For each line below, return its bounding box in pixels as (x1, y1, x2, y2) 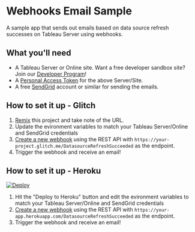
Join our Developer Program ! (14, 70, 87, 78)
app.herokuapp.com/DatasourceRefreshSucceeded (14, 213, 134, 220)
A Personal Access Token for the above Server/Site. (14, 76, 143, 84)
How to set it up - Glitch (6, 100, 96, 111)
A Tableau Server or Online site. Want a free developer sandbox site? (14, 64, 186, 71)
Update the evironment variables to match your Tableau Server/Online (14, 123, 188, 130)
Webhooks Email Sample (6, 4, 133, 18)
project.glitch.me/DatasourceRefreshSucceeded (14, 143, 134, 149)
